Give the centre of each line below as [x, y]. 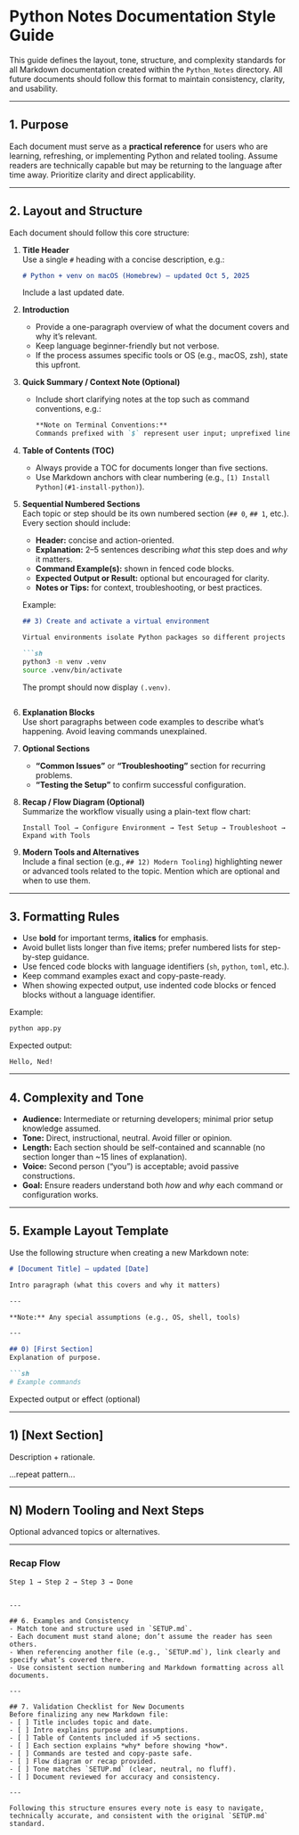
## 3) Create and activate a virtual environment [116, 621]
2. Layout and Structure [76, 211]
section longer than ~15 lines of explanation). [105, 1157]
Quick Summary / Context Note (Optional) [101, 382]
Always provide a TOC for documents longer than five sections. [152, 468]
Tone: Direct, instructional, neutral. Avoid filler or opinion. [127, 1138]
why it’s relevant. [66, 337]
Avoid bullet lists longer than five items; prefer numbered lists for [141, 947]
